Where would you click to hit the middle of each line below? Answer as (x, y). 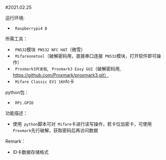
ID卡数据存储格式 (31, 152)
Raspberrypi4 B (31, 29)
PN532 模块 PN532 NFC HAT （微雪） (50, 50)
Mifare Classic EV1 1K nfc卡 (45, 82)
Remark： (16, 141)
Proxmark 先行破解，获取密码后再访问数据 (55, 130)
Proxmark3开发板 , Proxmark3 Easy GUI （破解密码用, (68, 69)
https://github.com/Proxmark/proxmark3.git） (61, 75)
